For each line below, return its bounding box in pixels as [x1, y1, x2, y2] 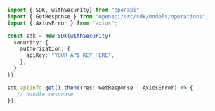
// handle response [16, 91, 74, 98]
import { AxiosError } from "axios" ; [7, 20, 118, 27]
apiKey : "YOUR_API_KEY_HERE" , [25, 52, 115, 59]
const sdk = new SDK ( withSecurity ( [7, 32, 112, 39]
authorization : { [20, 46, 71, 53]
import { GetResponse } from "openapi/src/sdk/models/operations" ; [7, 13, 209, 20]
